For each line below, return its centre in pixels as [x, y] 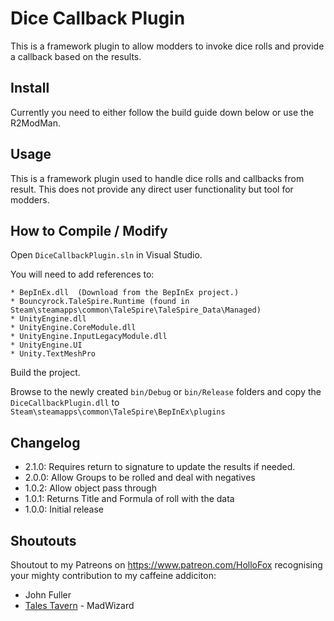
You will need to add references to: [82, 274]
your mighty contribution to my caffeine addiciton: [113, 575]
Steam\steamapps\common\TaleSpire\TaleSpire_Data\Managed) [136, 310]
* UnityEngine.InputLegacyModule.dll [89, 337]
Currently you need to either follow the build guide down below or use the [162, 112]
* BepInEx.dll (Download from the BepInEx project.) [125, 293]
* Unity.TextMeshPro [53, 354]
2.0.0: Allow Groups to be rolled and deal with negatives [140, 478]
